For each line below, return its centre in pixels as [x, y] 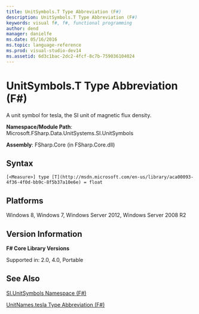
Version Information [44, 234]
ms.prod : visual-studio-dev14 [44, 51]
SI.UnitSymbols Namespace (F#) [46, 293]
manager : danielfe [29, 34]
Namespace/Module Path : [39, 127]
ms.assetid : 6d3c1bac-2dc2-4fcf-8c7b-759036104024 [71, 56]
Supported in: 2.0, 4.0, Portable [45, 260]
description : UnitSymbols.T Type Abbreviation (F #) [72, 17]
